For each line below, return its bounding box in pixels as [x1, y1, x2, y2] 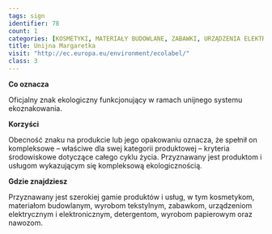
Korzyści [8, 119, 40, 129]
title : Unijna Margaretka [8, 42, 96, 50]
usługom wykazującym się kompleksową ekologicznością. [8, 160, 202, 170]
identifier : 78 [8, 19, 60, 28]
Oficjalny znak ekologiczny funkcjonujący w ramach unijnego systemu [8, 95, 243, 104]
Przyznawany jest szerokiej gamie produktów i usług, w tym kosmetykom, [8, 192, 255, 202]
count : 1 [8, 27, 38, 35]
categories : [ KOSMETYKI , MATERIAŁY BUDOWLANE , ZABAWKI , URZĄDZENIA [8, 34, 241, 43]
